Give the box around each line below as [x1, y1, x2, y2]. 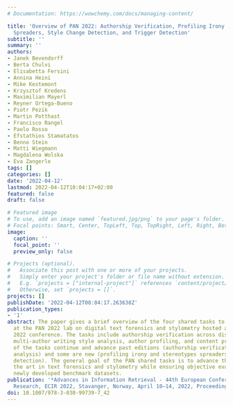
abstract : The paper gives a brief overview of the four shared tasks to [7, 318, 225, 326]
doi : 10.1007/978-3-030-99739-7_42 [7, 389, 110, 396]
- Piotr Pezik [7, 107, 49, 114]
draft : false [7, 197, 45, 204]
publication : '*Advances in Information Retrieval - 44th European [7, 376, 207, 383]
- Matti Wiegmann [7, 145, 58, 153]
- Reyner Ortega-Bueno [7, 100, 73, 107]
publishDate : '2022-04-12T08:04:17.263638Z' [7, 299, 138, 306]
